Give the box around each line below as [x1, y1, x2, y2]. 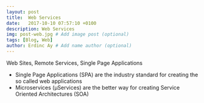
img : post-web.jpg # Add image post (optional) [6, 32, 130, 38]
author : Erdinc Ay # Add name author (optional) [6, 43, 132, 49]
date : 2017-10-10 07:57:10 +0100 [6, 20, 97, 26]
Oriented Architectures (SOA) [15, 90, 90, 98]
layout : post [6, 8, 40, 15]
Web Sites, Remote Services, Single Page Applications [6, 59, 143, 67]
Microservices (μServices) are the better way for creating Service [15, 84, 180, 91]
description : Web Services [6, 25, 75, 32]
